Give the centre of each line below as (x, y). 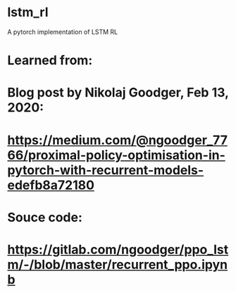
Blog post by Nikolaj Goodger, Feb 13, (118, 93)
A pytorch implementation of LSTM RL (63, 32)
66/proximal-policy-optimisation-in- (116, 155)
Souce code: (45, 217)
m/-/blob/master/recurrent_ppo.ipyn (117, 264)
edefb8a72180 (51, 185)
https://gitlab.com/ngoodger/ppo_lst (118, 250)
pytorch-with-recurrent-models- (106, 170)
